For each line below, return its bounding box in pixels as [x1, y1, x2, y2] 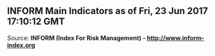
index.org [7, 40, 36, 49]
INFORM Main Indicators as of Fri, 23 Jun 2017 [7, 5, 209, 17]
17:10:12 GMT [7, 16, 65, 28]
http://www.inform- [147, 34, 205, 42]
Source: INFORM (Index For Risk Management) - [7, 34, 146, 42]
